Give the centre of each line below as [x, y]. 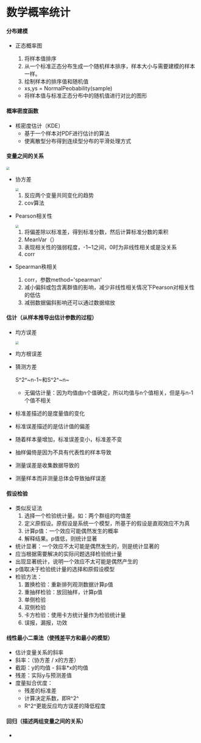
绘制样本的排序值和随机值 [56, 82]
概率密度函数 [22, 111]
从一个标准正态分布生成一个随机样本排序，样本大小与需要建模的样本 [110, 66]
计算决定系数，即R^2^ [51, 698]
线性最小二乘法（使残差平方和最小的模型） [60, 638]
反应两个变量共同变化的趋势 [59, 195]
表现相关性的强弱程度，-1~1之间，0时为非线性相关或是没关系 [100, 247]
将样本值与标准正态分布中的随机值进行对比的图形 [86, 96]
